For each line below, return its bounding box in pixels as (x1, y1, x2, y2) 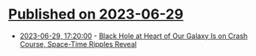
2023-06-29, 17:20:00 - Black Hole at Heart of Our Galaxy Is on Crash (19, 31, 248, 40)
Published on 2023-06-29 (8, 5, 184, 23)
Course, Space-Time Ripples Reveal (19, 39, 137, 48)
